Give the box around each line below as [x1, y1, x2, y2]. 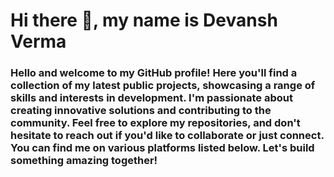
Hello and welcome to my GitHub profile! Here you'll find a [10, 66, 298, 80]
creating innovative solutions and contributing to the [10, 104, 272, 118]
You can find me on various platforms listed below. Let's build [10, 141, 315, 155]
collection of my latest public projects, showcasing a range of [10, 79, 316, 93]
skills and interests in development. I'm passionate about [10, 91, 293, 105]
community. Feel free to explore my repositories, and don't [10, 116, 301, 130]
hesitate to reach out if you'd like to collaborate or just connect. [10, 129, 325, 143]
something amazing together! [10, 154, 158, 168]
